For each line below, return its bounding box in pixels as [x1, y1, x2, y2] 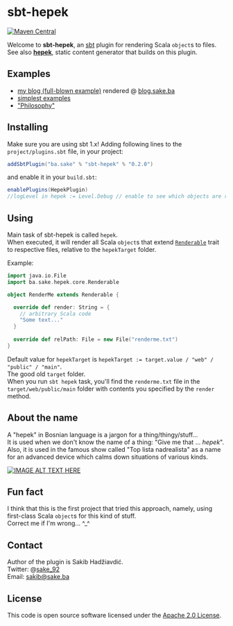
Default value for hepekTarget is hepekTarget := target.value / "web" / [7, 355, 214, 363]
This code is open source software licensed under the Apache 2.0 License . [7, 611, 222, 619]
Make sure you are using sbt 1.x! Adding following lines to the [7, 139, 182, 148]
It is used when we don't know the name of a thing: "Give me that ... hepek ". [7, 438, 225, 446]
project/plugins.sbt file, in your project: [7, 147, 123, 155]
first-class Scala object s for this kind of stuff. [7, 511, 137, 521]
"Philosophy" [17, 101, 55, 110]
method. [7, 391, 31, 400]
